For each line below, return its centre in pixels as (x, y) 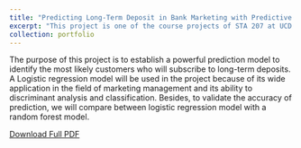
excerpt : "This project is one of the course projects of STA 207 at (143, 26)
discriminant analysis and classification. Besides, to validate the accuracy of (151, 98)
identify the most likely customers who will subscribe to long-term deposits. (150, 69)
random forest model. (50, 117)
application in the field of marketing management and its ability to (131, 88)
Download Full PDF (45, 135)
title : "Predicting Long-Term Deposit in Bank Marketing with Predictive (151, 17)
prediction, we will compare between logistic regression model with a (138, 108)
